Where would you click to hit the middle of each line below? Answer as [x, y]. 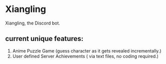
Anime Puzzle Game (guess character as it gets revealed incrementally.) [87, 50]
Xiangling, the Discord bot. [33, 23]
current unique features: [44, 39]
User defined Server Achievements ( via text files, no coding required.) [86, 56]
